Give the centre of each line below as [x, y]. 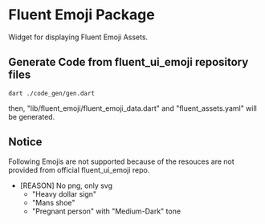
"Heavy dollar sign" [64, 193]
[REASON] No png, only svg [66, 185]
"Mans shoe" [53, 202]
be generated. [32, 116]
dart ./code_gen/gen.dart [51, 93]
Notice [25, 142]
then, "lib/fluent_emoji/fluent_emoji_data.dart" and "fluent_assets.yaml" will [132, 108]
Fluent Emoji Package [82, 15]
